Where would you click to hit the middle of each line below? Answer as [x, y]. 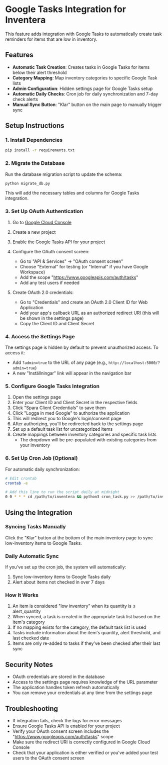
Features [19, 55]
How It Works [22, 595]
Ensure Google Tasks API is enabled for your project [66, 726]
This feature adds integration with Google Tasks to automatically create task [83, 34]
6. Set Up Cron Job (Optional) [41, 458]
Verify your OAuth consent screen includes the [60, 731]
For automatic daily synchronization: [42, 469]
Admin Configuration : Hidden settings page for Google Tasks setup [82, 88]
